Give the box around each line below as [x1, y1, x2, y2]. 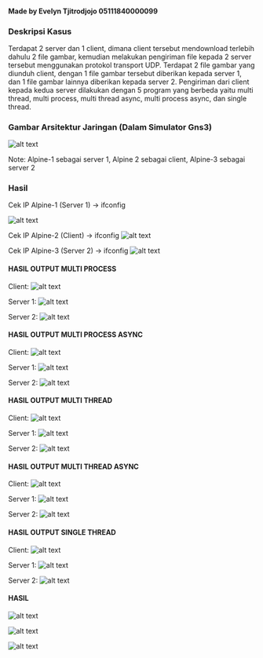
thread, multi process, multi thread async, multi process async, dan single [8, 93, 247, 103]
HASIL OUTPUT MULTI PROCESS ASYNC [8, 330, 144, 339]
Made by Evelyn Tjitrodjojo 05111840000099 [8, 6, 159, 16]
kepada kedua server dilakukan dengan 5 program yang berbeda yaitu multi [8, 85, 254, 94]
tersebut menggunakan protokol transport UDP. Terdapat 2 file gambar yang [8, 60, 255, 70]
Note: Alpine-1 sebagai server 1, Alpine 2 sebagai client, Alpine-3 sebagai [8, 155, 246, 164]
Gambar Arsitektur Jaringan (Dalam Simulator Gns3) [8, 122, 212, 133]
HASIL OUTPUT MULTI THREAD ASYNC [8, 462, 139, 471]
